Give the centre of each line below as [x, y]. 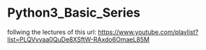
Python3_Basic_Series [74, 13]
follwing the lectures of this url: [52, 32]
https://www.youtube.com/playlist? [148, 32]
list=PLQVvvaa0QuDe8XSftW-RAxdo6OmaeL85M [79, 39]
